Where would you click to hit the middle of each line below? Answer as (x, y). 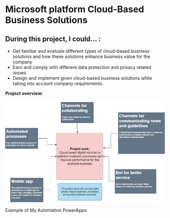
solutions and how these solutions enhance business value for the (81, 56)
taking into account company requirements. (58, 83)
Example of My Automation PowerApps (46, 210)
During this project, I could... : (53, 39)
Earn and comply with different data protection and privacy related (82, 67)
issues (19, 73)
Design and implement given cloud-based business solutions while (82, 78)
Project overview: (24, 93)
